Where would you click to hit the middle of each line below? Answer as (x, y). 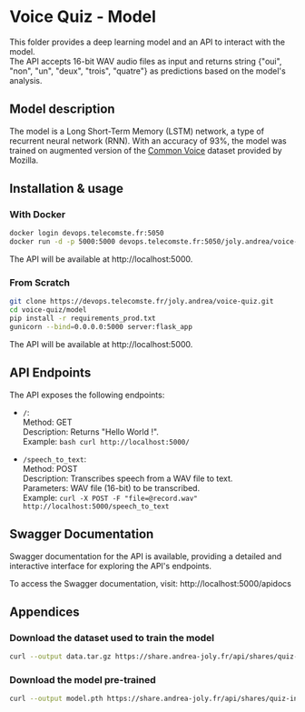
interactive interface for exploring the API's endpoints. (110, 566)
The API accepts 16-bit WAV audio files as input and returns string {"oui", (146, 61)
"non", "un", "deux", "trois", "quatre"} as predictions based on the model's (148, 71)
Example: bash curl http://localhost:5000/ (106, 441)
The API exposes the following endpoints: (87, 395)
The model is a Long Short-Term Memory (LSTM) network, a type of (137, 131)
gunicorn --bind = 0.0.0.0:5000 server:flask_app (101, 327)
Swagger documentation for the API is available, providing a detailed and (146, 556)
